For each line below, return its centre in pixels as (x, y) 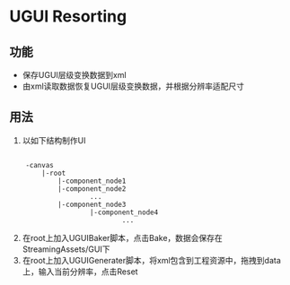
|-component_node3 (92, 204)
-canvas (40, 165)
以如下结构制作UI (54, 140)
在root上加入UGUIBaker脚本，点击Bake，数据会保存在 (122, 237)
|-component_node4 (124, 212)
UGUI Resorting (68, 17)
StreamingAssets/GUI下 (66, 249)
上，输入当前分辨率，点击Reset (80, 272)
